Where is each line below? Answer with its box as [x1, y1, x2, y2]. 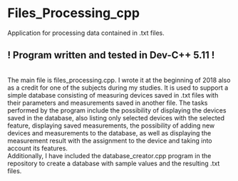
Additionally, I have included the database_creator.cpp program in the [7, 151, 212, 160]
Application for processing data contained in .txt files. [7, 29, 165, 37]
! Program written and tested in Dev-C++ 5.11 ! [7, 49, 215, 61]
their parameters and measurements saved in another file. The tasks [7, 98, 208, 107]
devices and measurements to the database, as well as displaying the [7, 128, 212, 137]
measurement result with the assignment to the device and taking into [7, 136, 212, 145]
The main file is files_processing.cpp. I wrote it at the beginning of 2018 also [7, 76, 231, 84]
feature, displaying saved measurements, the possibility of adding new [7, 121, 215, 130]
